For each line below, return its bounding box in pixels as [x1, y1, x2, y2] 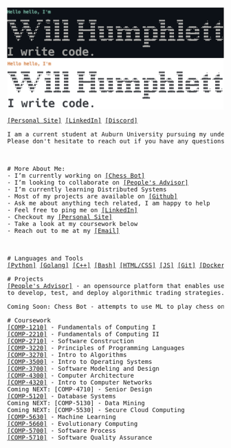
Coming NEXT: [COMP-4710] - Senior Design [7, 385, 153, 394]
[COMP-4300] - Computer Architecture [7, 371, 135, 380]
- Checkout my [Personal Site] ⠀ [7, 213, 124, 221]
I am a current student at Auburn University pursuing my [7, 130, 207, 139]
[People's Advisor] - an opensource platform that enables [7, 282, 211, 290]
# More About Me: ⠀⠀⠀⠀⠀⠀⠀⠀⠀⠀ [7, 165, 117, 173]
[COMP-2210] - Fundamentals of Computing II [7, 330, 160, 338]
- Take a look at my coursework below [7, 220, 138, 228]
